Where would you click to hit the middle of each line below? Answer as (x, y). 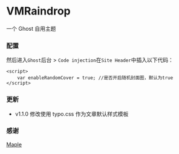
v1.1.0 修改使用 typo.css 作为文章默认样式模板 (72, 114)
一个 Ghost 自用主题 (31, 28)
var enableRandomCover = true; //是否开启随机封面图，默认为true (95, 78)
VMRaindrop (38, 11)
